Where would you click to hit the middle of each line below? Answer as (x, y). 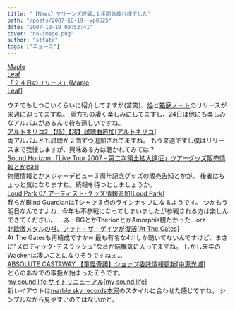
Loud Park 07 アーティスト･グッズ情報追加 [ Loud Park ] (86, 193)
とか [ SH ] (26, 167)
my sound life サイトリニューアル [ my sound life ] (77, 282)
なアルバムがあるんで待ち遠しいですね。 (66, 123)
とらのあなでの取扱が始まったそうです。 (66, 273)
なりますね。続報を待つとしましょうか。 (97, 185)
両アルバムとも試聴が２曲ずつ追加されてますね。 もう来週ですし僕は (107, 141)
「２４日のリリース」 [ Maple (48, 83)
